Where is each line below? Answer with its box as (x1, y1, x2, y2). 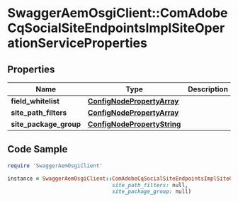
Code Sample (7, 143, 68, 155)
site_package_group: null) (112, 188, 192, 196)
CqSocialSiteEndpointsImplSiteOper (7, 20, 225, 36)
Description (187, 84, 229, 94)
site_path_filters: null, (112, 181, 189, 189)
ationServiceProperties (7, 35, 147, 51)
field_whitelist (11, 96, 60, 106)
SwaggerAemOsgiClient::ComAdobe (7, 5, 228, 21)
